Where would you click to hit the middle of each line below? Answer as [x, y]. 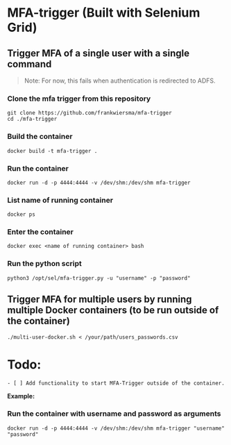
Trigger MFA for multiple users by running [100, 300]
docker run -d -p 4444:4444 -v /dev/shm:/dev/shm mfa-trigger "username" [116, 428]
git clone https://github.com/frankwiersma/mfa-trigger [89, 113]
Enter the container [41, 232]
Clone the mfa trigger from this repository [79, 99]
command [29, 64]
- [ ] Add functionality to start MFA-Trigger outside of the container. [116, 383]
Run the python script [44, 264]
